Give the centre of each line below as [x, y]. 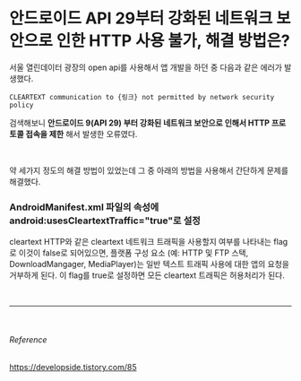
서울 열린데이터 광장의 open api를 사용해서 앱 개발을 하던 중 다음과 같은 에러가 [146, 67]
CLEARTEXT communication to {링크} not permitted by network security [142, 97]
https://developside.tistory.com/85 [73, 368]
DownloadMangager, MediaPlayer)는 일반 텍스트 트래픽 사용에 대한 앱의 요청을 [149, 264]
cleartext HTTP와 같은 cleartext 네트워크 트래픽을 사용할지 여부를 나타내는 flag [149, 242]
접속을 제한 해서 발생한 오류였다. [82, 134]
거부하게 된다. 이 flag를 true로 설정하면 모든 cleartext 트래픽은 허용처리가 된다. [147, 275]
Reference [28, 339]
